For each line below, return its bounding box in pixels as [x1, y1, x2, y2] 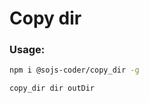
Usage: [9, 43, 46, 57]
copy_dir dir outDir [9, 83, 96, 94]
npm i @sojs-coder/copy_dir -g [9, 65, 140, 76]
